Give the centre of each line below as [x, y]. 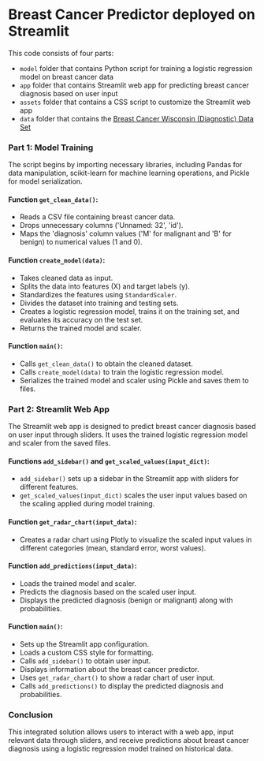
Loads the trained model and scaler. [78, 583]
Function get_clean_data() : [53, 200]
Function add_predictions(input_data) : [73, 566]
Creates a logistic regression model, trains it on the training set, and [130, 311]
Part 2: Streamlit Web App [59, 409]
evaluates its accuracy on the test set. [81, 319]
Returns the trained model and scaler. [80, 328]
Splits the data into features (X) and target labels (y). [105, 286]
